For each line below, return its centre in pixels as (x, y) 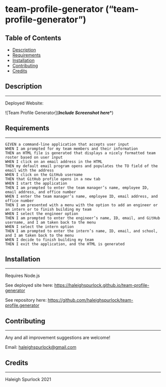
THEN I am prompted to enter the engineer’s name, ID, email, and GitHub (83, 218)
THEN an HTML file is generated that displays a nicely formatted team (80, 153)
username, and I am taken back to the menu (51, 222)
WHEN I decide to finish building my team (49, 240)
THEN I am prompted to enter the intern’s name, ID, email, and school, (82, 231)
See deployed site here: (29, 285)
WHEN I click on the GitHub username (44, 174)
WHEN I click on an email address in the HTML (54, 162)
